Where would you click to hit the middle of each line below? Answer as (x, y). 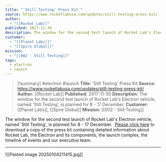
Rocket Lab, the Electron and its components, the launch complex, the (76, 135)
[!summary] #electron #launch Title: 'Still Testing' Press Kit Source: (86, 83)
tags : (11, 60)
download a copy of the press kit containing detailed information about (77, 130)
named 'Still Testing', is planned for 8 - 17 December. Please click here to (80, 124)
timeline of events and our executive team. (48, 140)
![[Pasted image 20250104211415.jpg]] (44, 154)
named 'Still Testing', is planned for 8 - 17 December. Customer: (83, 104)
